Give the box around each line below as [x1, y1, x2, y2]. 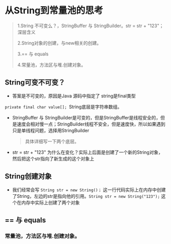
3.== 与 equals [17, 51, 49, 57]
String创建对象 [5, 172, 52, 181]
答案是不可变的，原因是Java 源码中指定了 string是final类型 [12, 93, 136, 99]
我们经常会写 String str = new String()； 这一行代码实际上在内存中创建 [12, 187, 166, 193]
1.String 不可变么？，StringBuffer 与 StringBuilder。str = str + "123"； [17, 23, 164, 29]
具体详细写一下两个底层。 [25, 138, 79, 144]
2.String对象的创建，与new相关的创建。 [17, 39, 102, 46]
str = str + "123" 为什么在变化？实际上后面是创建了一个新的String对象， [12, 149, 163, 155]
